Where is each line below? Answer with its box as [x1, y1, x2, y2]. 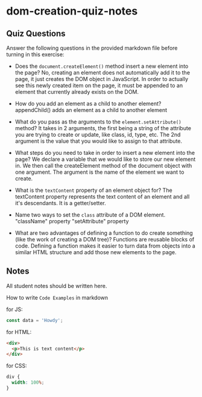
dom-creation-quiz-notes [6, 4, 138, 18]
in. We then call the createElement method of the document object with [14, 162, 192, 169]
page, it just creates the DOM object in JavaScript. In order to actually [14, 76, 189, 82]
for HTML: [6, 328, 32, 335]
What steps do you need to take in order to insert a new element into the [14, 149, 195, 156]
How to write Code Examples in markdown [6, 294, 109, 301]
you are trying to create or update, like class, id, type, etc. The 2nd [14, 131, 181, 138]
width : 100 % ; [11, 379, 45, 386]
